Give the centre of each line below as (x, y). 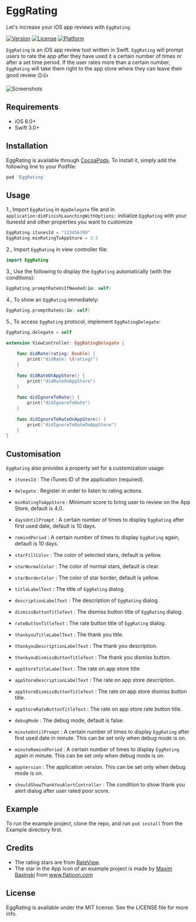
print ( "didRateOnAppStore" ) (61, 381)
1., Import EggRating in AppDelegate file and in (60, 210)
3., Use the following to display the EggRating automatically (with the (89, 271)
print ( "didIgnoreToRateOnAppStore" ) (72, 425)
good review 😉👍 (27, 75)
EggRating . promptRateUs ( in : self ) (48, 310)
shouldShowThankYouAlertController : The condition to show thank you (100, 785)
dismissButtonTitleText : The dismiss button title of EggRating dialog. (99, 612)
